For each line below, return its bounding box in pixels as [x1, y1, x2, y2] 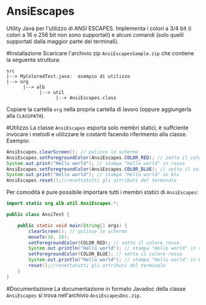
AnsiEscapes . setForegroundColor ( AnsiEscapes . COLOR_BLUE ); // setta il [6, 166, 191, 172]
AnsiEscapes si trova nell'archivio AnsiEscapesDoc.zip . [6, 291, 142, 299]
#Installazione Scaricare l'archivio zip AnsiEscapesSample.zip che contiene [6, 49, 194, 56]
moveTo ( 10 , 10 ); [28, 234, 70, 240]
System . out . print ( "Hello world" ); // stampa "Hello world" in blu [6, 172, 180, 178]
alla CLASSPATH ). [6, 112, 45, 119]
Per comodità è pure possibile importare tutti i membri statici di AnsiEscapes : [6, 188, 199, 196]
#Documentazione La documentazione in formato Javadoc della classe [6, 285, 186, 292]
